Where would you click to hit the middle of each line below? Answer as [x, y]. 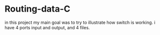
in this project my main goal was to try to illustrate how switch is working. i [80, 22]
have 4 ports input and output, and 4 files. [47, 27]
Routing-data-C [38, 9]
